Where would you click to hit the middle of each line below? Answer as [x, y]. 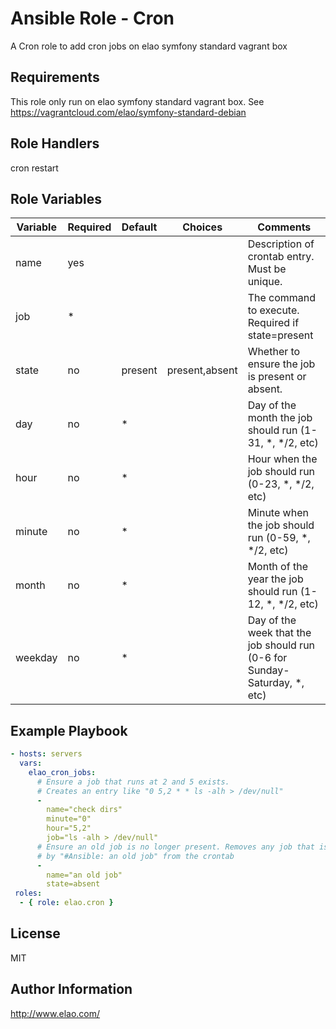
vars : [31, 763]
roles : [28, 893]
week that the [279, 633]
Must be [267, 269]
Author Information [71, 989]
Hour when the [282, 459]
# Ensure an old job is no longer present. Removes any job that [175, 847]
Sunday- [268, 670]
